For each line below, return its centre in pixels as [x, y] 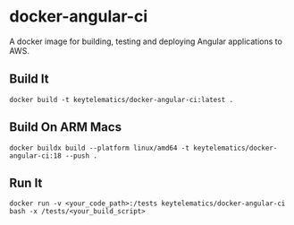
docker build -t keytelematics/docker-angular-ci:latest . [122, 100]
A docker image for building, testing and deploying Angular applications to [146, 41]
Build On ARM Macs [66, 127]
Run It [26, 182]
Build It [29, 79]
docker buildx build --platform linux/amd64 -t [100, 148]
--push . [82, 156]
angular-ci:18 [36, 156]
